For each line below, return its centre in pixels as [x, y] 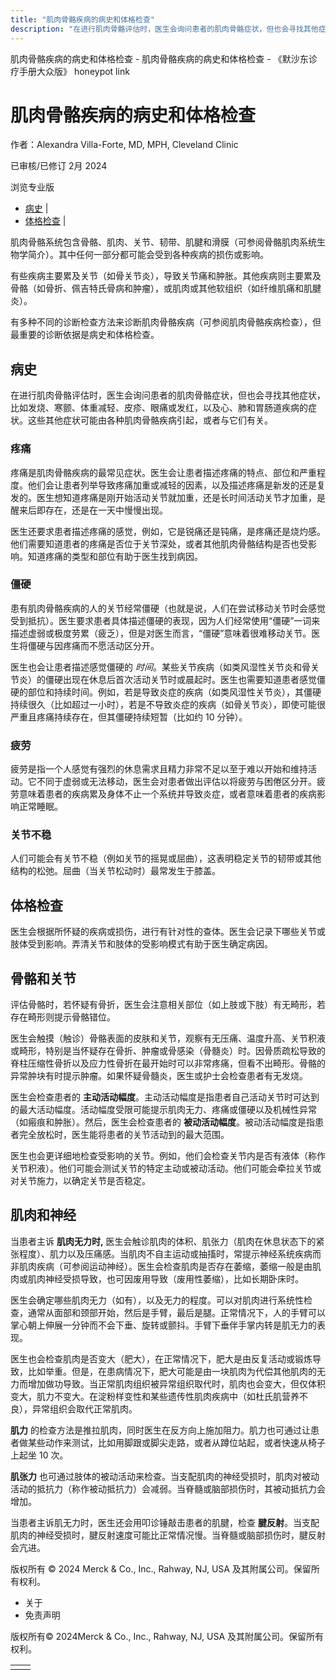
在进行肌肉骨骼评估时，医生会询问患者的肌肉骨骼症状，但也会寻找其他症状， [168, 395]
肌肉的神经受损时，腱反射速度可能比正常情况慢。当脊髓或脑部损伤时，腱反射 [168, 1535]
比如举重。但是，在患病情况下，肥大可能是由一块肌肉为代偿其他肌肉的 [172, 1371]
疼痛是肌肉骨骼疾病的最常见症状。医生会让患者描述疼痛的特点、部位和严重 [163, 472]
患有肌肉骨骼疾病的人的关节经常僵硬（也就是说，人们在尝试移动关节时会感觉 [168, 608]
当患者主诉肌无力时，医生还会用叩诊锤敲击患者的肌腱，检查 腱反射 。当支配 [165, 1522]
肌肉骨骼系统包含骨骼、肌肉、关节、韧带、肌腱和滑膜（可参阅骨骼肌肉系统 [163, 242]
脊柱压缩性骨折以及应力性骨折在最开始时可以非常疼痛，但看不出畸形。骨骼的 [168, 1063]
